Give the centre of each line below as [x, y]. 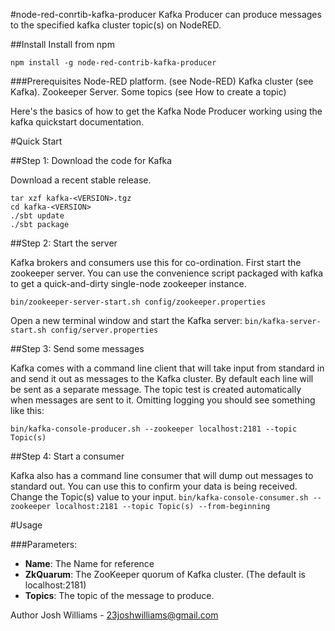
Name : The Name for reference [89, 563]
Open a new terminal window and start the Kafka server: [126, 320]
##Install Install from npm [62, 44]
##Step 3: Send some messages [77, 348]
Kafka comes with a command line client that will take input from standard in [167, 368]
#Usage [26, 525]
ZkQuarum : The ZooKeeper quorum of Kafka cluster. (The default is [165, 574]
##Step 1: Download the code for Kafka [91, 160]
